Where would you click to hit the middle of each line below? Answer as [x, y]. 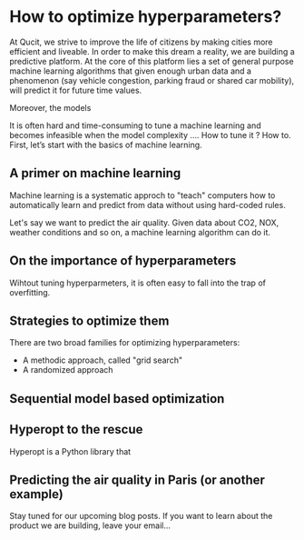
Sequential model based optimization [117, 399]
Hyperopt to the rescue [76, 430]
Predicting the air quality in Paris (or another [137, 480]
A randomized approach [68, 370]
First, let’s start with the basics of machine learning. [106, 145]
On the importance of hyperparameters [123, 261]
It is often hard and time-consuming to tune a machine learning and [135, 125]
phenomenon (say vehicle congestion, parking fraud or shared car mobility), [152, 80]
